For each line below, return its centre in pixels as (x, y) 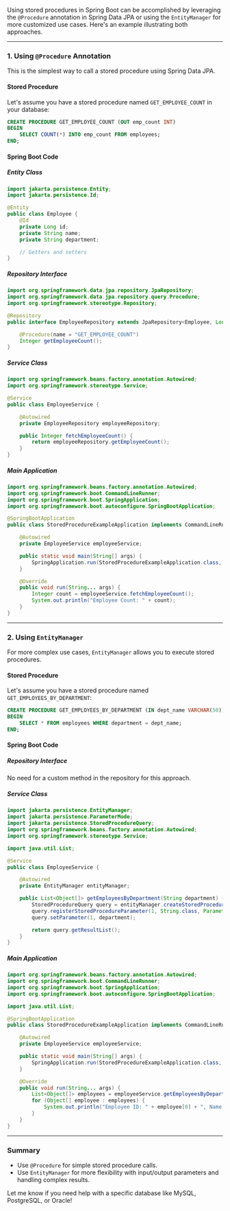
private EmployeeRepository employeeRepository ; (90, 423)
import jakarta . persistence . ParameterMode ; (70, 817)
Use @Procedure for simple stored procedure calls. (87, 1165)
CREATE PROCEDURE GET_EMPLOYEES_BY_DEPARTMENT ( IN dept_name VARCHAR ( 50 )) (116, 710)
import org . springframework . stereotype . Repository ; (82, 304)
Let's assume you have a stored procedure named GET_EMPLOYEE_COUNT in (110, 102)
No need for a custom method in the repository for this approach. (99, 778)
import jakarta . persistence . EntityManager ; (70, 811)
